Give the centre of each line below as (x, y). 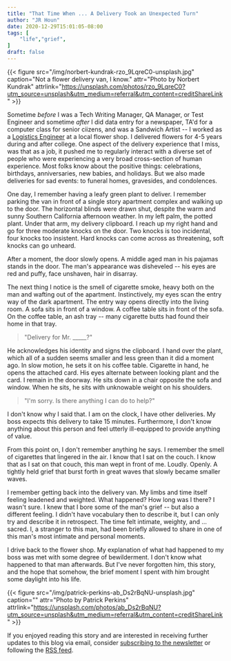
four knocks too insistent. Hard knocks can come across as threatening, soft (115, 238)
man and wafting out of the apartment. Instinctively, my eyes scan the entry (114, 294)
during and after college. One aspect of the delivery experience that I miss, (114, 144)
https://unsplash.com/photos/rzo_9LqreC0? (124, 86)
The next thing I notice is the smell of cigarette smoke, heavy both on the (111, 287)
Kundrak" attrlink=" (34, 86)
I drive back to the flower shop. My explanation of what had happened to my (115, 550)
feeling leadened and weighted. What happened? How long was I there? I (111, 499)
